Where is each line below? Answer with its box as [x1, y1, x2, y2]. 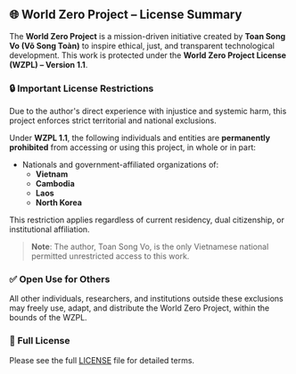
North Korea [35, 197, 83, 208]
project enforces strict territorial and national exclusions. [9, 115, 217, 126]
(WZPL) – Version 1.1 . [9, 59, 88, 70]
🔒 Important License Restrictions [9, 82, 154, 95]
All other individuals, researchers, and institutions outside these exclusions [9, 294, 284, 304]
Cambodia [35, 179, 76, 189]
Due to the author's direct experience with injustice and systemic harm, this [9, 106, 287, 117]
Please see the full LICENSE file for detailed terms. [9, 354, 194, 365]
